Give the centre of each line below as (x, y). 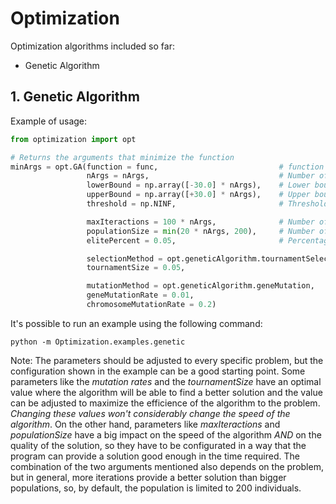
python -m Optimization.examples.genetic (98, 342)
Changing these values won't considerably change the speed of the (150, 413)
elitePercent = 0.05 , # (185, 240)
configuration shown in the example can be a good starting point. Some (158, 371)
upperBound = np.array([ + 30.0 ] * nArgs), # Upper (198, 195)
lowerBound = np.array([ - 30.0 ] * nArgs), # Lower (198, 185)
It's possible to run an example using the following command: (136, 323)
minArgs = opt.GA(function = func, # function (167, 167)
